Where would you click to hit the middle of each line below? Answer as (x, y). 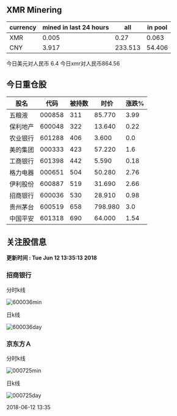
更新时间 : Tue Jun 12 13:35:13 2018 (52, 258)
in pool (157, 27)
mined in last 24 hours (76, 27)
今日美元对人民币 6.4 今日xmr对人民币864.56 (63, 63)
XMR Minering (34, 10)
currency (23, 27)
